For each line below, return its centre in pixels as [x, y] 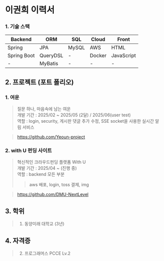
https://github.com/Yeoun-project [51, 137]
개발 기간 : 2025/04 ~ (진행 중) [47, 168]
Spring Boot [21, 56]
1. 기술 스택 [17, 26]
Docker [98, 56]
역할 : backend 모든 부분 [41, 174]
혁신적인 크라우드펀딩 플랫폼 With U [51, 162]
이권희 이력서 [30, 10]
